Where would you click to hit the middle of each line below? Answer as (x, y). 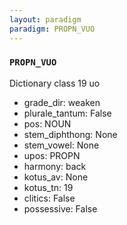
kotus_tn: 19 (48, 187)
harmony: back (55, 166)
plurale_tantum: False (67, 113)
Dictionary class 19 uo (55, 83)
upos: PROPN (52, 155)
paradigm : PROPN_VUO (52, 29)
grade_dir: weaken (62, 102)
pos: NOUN (47, 123)
